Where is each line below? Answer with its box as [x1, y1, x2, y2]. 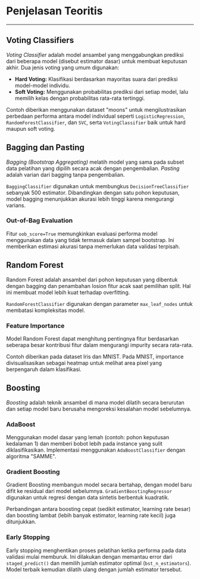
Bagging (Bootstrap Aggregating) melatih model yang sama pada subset [6, 158, 185, 166]
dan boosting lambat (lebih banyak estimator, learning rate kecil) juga [6, 512, 176, 519]
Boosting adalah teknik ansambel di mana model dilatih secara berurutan [6, 399, 185, 406]
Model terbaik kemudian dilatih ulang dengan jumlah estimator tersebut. [6, 566, 183, 573]
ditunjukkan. [6, 518, 37, 525]
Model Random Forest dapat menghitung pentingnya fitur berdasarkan [6, 335, 179, 342]
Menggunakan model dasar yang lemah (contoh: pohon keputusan [6, 434, 170, 441]
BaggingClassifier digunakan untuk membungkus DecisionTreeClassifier [6, 182, 189, 189]
